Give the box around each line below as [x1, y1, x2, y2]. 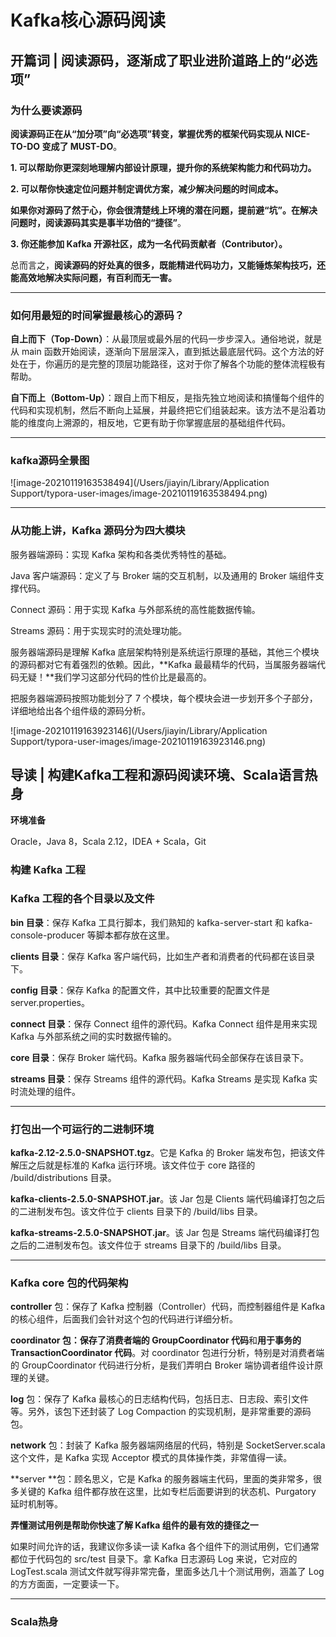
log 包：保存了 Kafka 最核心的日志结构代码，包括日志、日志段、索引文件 [10, 1393, 310, 1405]
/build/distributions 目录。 [10, 1172, 117, 1184]
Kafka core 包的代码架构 [10, 1276, 129, 1290]
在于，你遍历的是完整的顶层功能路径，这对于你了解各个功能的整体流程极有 [18, 358, 326, 370]
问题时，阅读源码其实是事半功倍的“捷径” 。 [10, 216, 187, 228]
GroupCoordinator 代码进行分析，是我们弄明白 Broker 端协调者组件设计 [21, 1359, 315, 1371]
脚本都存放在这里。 [95, 929, 175, 941]
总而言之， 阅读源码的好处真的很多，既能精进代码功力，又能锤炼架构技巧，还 [10, 259, 326, 271]
